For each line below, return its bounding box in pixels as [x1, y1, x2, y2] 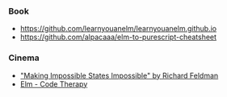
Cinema [8, 52, 40, 63]
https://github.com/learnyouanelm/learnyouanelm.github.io [19, 24, 216, 34]
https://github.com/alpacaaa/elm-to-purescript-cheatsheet [19, 32, 216, 42]
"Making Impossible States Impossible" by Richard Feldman [19, 71, 219, 80]
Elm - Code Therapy [19, 79, 88, 89]
